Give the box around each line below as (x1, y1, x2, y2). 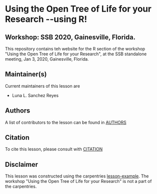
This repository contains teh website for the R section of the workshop (5, 46, 145, 51)
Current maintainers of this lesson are (5, 83, 80, 89)
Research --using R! (5, 14, 87, 25)
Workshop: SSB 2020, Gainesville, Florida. (5, 33, 136, 41)
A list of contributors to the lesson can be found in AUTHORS (5, 119, 127, 125)
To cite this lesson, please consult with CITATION (5, 146, 103, 152)
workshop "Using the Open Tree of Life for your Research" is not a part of (5, 178, 152, 184)
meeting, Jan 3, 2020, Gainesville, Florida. (5, 56, 89, 62)
